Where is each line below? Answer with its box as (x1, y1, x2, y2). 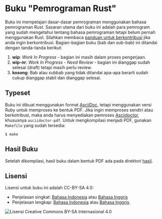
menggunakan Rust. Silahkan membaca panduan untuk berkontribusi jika (5, 34, 151, 40)
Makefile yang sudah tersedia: (5, 122, 66, 128)
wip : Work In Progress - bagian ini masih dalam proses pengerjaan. (12, 54, 147, 60)
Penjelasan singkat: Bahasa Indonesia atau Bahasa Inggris (12, 194, 128, 200)
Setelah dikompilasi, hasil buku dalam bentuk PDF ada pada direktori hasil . (5, 158, 153, 164)
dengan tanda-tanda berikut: (5, 45, 62, 51)
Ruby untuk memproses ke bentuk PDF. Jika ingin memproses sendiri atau (5, 107, 153, 113)
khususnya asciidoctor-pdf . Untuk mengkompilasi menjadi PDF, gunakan (5, 117, 152, 123)
